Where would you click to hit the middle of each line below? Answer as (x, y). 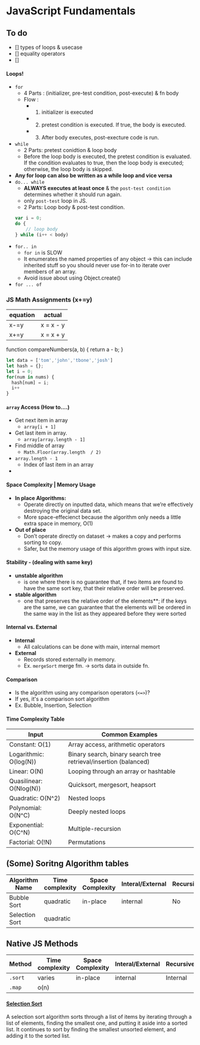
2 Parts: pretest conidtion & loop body (70, 150)
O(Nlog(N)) (25, 789)
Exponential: (26, 825)
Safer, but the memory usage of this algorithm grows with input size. (107, 548)
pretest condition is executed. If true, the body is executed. (114, 125)
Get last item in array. (41, 433)
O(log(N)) (23, 762)
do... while (29, 182)
